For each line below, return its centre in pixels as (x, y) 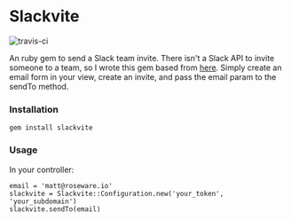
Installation (34, 109)
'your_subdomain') (43, 201)
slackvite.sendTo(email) (55, 209)
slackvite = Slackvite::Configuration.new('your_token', (117, 193)
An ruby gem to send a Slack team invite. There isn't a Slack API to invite (142, 58)
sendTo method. (39, 86)
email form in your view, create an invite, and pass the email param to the (143, 76)
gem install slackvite (51, 128)
